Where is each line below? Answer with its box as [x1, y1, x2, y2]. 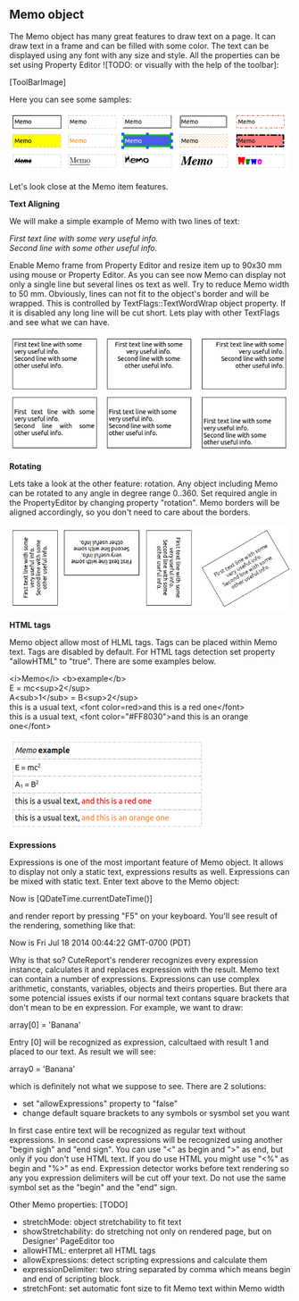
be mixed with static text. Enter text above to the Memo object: [9, 876, 240, 887]
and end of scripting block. [21, 1273, 122, 1285]
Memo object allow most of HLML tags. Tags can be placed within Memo [9, 637, 278, 648]
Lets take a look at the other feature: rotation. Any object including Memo [9, 478, 278, 490]
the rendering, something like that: [9, 920, 136, 931]
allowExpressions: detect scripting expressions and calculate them [21, 1255, 268, 1265]
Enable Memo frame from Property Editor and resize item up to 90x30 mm [9, 259, 283, 271]
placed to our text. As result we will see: [9, 1046, 156, 1057]
